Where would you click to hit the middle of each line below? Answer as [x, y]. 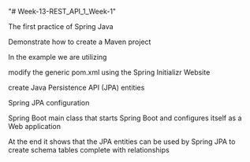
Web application [35, 126]
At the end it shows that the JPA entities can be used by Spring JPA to [122, 142]
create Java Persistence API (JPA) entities [76, 87]
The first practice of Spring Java [61, 26]
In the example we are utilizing [58, 57]
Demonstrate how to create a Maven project [80, 42]
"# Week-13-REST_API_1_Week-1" [62, 11]
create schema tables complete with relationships [89, 150]
